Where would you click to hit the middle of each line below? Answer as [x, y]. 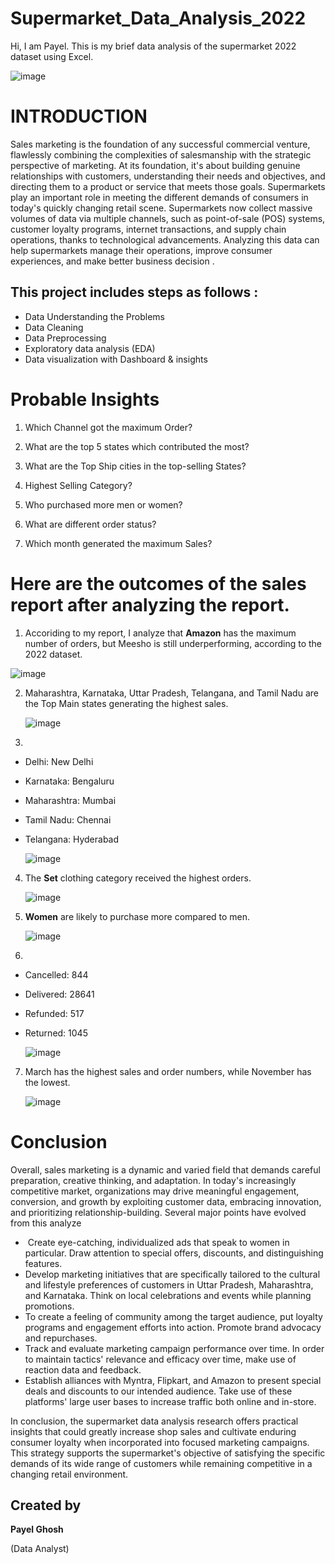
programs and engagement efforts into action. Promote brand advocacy [173, 1327]
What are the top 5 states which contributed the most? [137, 446]
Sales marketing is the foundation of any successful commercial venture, [160, 144]
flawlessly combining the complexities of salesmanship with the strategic [161, 154]
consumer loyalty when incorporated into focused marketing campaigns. [160, 1442]
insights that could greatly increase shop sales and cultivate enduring [153, 1431]
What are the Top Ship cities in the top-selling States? [135, 466]
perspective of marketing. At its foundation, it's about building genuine [155, 165]
